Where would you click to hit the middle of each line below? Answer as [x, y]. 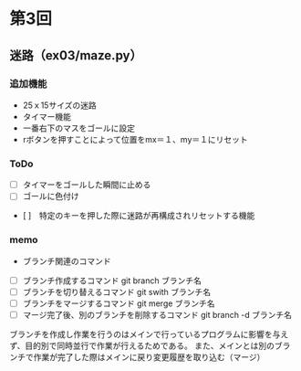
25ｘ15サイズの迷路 [60, 105]
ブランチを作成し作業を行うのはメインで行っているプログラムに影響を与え [149, 334]
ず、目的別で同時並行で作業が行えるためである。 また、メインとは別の [142, 345]
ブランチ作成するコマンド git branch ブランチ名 [112, 281]
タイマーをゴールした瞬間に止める [87, 185]
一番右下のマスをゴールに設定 [78, 128]
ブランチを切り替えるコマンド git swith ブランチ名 [117, 291]
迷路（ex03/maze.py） [76, 55]
